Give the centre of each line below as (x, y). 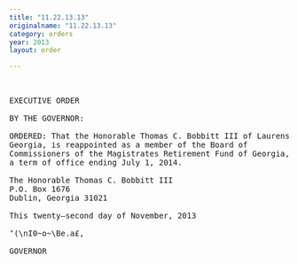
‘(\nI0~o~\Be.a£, (47, 234)
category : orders (41, 34)
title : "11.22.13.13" (49, 17)
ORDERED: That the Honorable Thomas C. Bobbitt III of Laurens (149, 136)
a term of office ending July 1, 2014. (96, 163)
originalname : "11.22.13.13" (63, 26)
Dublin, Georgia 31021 (59, 198)
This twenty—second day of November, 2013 (103, 216)
